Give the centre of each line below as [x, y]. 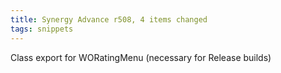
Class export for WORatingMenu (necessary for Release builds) [141, 57]
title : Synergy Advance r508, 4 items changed [109, 19]
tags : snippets [42, 29]
